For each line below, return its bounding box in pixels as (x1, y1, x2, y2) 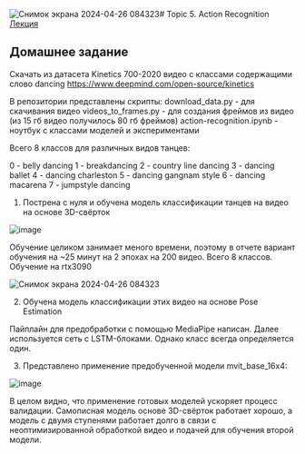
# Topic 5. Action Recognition (159, 9, 270, 19)
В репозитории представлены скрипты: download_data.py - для (9, 95, 256, 106)
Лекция (9, 18, 39, 29)
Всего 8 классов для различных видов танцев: (9, 142, 191, 153)
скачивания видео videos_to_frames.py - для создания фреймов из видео (9, 105, 295, 116)
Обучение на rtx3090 (9, 261, 93, 271)
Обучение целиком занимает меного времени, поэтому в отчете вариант (9, 242, 296, 252)
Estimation (22, 305, 63, 317)
